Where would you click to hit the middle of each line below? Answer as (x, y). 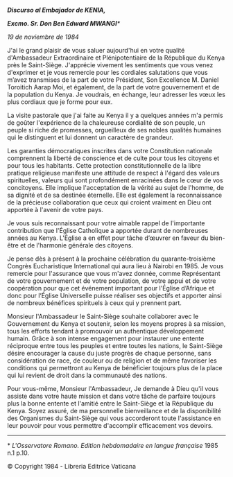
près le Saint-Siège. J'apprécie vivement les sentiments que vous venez (110, 65)
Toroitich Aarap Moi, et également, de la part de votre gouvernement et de (113, 87)
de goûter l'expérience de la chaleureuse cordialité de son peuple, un (106, 123)
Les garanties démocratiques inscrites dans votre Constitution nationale (110, 151)
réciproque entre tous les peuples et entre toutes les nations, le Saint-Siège (115, 346)
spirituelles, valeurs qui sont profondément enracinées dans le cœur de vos (115, 180)
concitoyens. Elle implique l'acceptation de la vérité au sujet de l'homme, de (115, 188)
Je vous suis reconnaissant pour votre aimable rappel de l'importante (106, 223)
